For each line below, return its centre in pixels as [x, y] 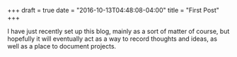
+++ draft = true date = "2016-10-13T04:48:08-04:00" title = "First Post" [113, 10]
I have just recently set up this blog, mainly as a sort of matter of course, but [118, 31]
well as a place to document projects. [62, 46]
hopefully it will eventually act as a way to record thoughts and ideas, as [112, 39]
